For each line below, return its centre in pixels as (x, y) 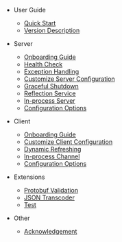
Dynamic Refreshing (52, 149)
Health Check (43, 64)
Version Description (52, 31)
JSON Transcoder (49, 197)
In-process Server (49, 101)
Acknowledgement (50, 231)
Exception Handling (51, 72)
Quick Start (40, 23)
